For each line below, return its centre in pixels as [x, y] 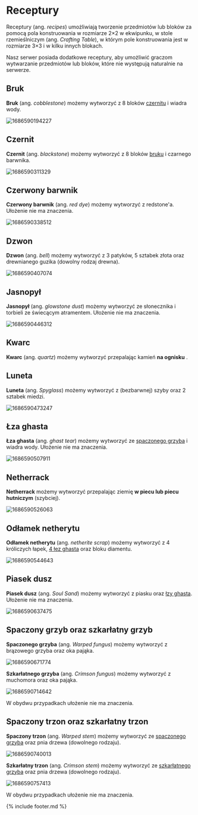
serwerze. [18, 70]
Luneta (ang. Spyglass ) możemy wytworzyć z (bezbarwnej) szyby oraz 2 [96, 390]
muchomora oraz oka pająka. [42, 680]
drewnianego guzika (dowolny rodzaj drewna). [63, 262]
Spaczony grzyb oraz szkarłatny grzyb [79, 630]
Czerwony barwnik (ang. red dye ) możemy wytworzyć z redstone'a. [90, 204]
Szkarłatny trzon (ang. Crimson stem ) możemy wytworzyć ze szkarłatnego [99, 765]
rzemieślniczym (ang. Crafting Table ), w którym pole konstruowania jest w [97, 39]
